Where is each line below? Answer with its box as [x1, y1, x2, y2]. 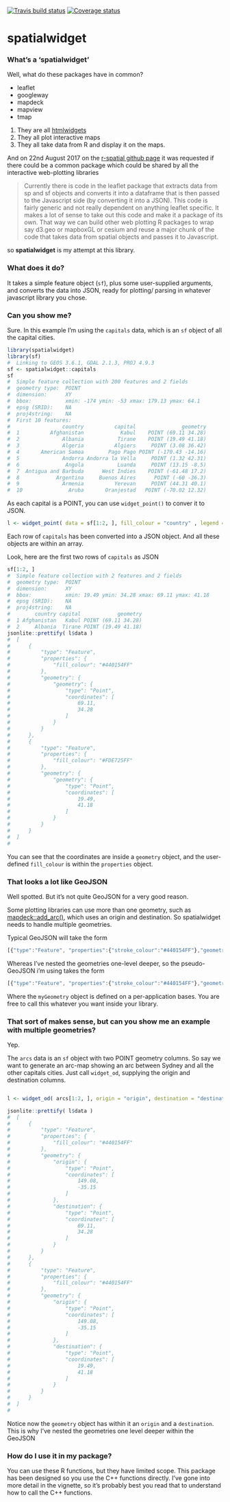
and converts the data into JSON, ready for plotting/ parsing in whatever [7, 286, 211, 294]
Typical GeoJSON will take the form [7, 933, 107, 942]
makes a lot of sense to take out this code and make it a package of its [23, 211, 223, 219]
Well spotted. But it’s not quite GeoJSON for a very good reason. [7, 892, 189, 901]
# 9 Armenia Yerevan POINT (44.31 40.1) [7, 481, 207, 487]
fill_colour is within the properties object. [30, 860, 153, 868]
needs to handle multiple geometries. [7, 920, 112, 928]
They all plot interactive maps [16, 134, 101, 142]
